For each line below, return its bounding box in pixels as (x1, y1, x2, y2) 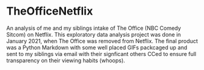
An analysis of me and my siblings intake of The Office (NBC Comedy (6, 24, 181, 32)
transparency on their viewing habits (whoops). (6, 57, 125, 64)
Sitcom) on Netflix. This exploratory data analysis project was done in (6, 30, 181, 38)
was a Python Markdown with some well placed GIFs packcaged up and (6, 44, 188, 51)
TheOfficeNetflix (6, 4, 93, 18)
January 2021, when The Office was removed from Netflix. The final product (6, 37, 199, 44)
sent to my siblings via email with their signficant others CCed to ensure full (6, 50, 197, 57)
